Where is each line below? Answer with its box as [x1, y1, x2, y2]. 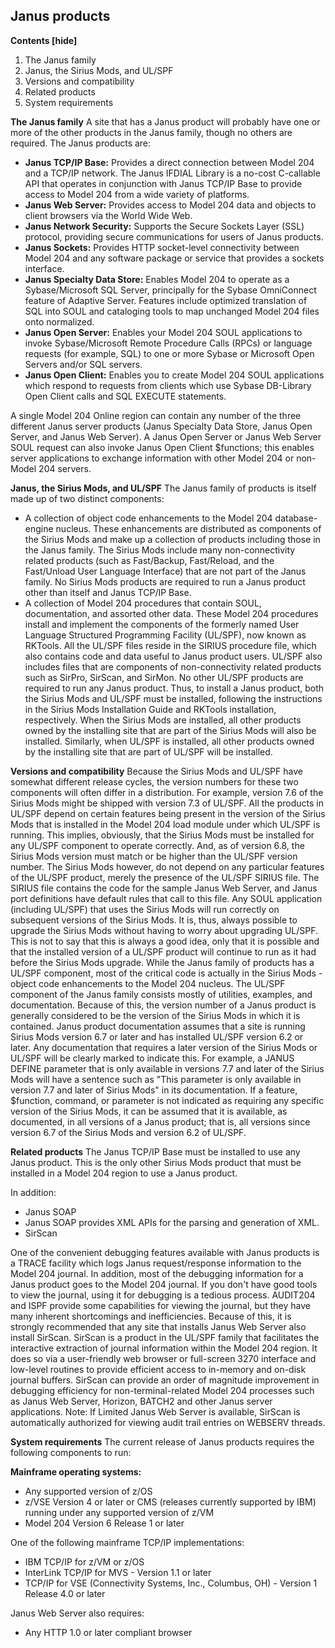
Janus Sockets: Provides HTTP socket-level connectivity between [24, 241, 300, 253]
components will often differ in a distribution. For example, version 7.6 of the [10, 786, 324, 798]
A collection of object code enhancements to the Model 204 [24, 512, 273, 524]
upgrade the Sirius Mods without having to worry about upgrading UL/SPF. [10, 924, 319, 936]
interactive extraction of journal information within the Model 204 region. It [10, 1342, 318, 1354]
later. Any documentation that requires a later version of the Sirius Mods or [10, 1041, 318, 1053]
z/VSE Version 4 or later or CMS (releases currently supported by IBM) [24, 1495, 317, 1508]
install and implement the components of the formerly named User [24, 618, 300, 630]
